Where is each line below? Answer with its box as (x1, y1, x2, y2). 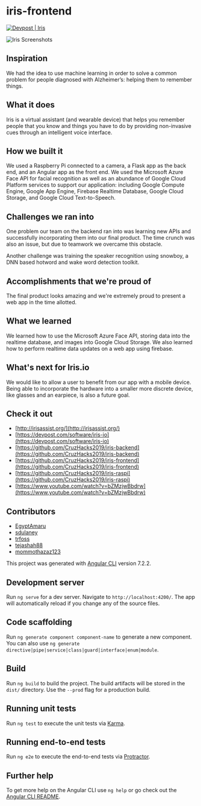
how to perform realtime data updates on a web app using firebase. (6, 345, 173, 352)
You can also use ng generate (6, 639, 80, 647)
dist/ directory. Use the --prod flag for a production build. (6, 686, 150, 693)
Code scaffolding (6, 617, 72, 627)
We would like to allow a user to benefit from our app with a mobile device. (6, 379, 191, 386)
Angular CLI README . (6, 793, 61, 801)
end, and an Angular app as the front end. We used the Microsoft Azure (6, 168, 184, 176)
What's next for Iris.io (6, 362, 90, 373)
